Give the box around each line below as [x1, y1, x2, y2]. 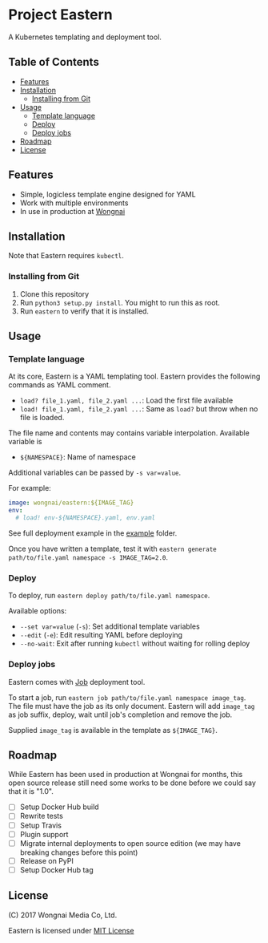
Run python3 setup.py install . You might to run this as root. [19, 297, 220, 307]
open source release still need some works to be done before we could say [8, 778, 256, 787]
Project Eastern [8, 6, 114, 24]
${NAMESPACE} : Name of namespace [19, 452, 136, 462]
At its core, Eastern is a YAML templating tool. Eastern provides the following [8, 371, 261, 382]
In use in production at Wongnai [19, 206, 126, 216]
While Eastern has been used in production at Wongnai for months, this [8, 770, 243, 779]
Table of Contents [8, 55, 100, 69]
